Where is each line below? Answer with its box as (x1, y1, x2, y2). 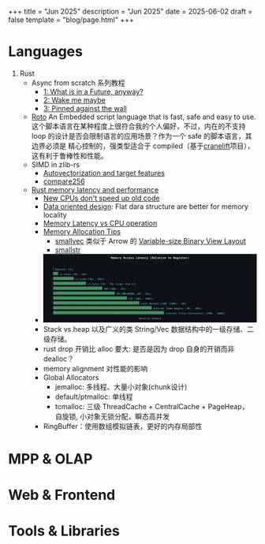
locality (43, 210, 67, 219)
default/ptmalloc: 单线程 (54, 392, 133, 401)
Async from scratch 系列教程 (31, 78, 125, 88)
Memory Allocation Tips (43, 226, 121, 236)
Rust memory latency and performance (31, 184, 159, 194)
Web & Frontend (8, 486, 116, 504)
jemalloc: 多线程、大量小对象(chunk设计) (54, 382, 188, 392)
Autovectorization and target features (43, 168, 166, 177)
